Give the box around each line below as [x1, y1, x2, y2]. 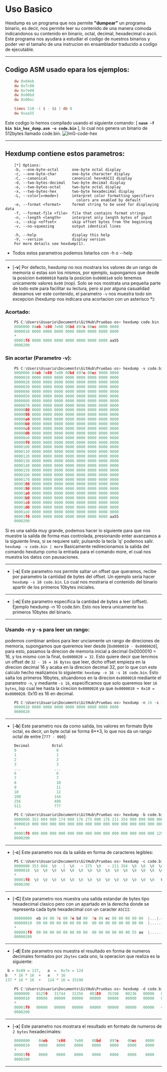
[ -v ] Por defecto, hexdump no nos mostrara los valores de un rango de [12, 264, 158, 270]
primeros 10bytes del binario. [12, 609, 72, 615]
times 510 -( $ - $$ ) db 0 [14, 106, 72, 112]
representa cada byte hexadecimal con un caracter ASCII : [12, 906, 131, 912]
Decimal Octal [14, 743, 64, 748]
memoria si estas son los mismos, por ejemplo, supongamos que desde [12, 269, 160, 275]
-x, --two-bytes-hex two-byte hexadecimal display [14, 189, 135, 194]
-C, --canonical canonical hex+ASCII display [14, 176, 133, 181]
